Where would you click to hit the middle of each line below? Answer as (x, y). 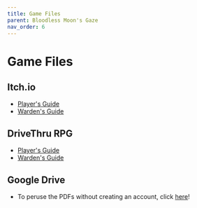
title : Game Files (34, 14)
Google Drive (36, 180)
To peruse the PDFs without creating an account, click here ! (103, 196)
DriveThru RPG (40, 133)
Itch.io (22, 87)
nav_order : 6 (26, 27)
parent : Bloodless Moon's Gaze (53, 20)
